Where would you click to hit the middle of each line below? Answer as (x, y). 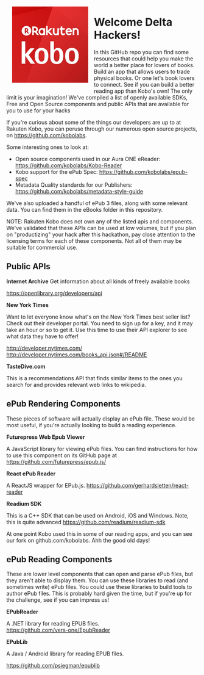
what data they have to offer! (43, 336)
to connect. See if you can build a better (144, 84)
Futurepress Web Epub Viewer (46, 437)
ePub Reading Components (59, 559)
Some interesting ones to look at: (48, 147)
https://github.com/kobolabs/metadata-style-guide (79, 191)
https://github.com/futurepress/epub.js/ (56, 461)
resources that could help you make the (144, 59)
